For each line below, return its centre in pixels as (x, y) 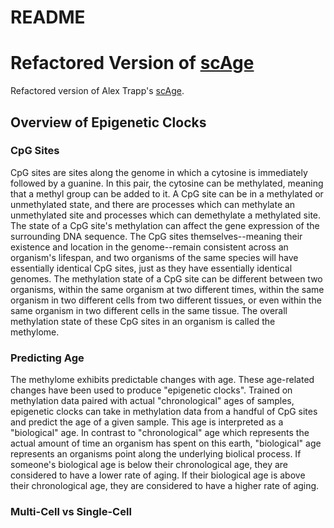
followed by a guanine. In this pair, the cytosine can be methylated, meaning (167, 183)
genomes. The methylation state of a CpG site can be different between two (166, 278)
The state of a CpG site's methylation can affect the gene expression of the (165, 225)
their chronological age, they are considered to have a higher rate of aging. (165, 486)
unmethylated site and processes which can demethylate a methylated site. (166, 215)
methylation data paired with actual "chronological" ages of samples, (152, 401)
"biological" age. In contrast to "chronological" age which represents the (160, 433)
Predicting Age (47, 358)
